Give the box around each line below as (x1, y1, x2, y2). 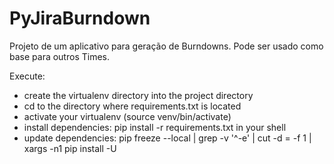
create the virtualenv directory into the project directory (23, 89, 254, 101)
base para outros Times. (9, 50, 110, 62)
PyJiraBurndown (9, 7, 151, 30)
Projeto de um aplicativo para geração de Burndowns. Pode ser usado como (9, 40, 324, 52)
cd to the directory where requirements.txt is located (23, 100, 242, 112)
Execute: (9, 70, 46, 82)
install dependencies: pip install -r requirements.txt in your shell (23, 121, 287, 133)
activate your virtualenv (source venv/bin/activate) (23, 110, 232, 122)
